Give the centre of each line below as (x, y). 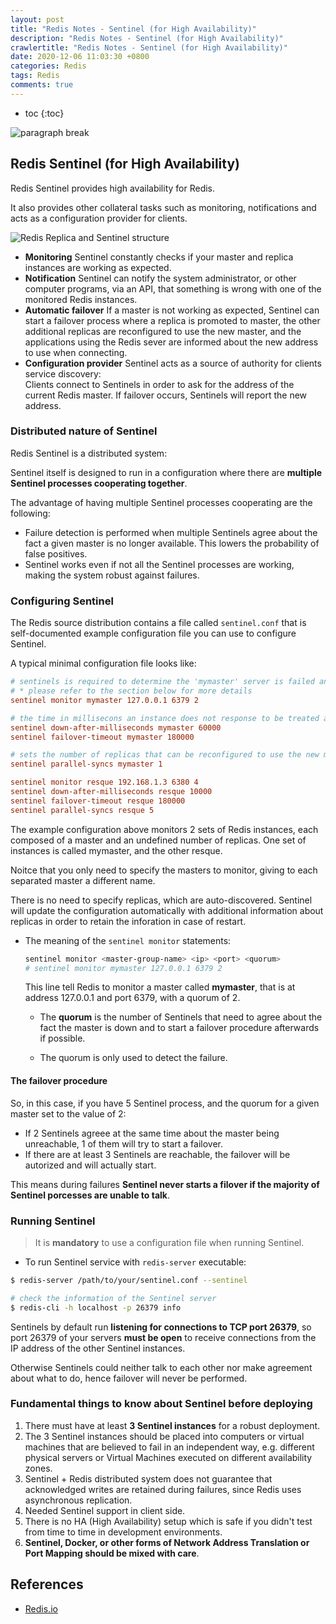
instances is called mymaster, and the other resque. (116, 850)
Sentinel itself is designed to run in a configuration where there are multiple (166, 472)
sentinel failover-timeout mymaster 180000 (102, 737)
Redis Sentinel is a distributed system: (89, 453)
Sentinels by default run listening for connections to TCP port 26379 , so (161, 1327)
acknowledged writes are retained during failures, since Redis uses (163, 1489)
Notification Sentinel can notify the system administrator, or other (160, 278)
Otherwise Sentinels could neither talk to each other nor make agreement (161, 1367)
